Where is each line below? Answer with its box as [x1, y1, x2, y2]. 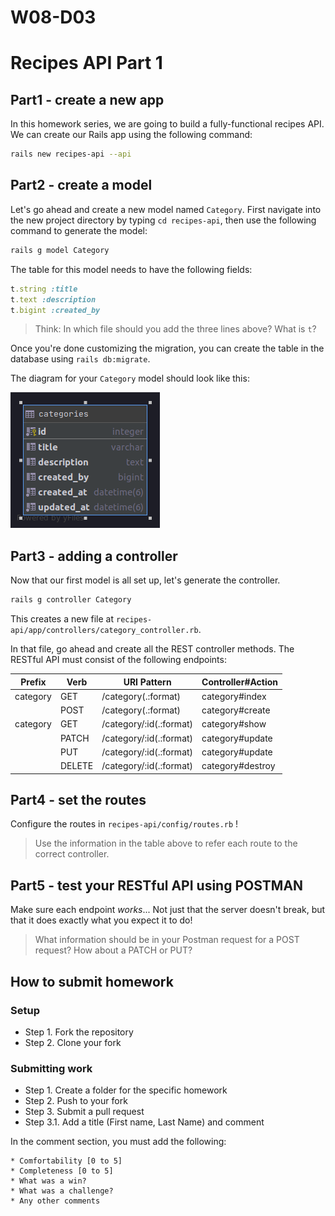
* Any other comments [10, 1196, 101, 1206]
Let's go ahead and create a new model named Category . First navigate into [10, 203, 322, 215]
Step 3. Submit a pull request [24, 1106, 145, 1118]
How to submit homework [10, 973, 174, 990]
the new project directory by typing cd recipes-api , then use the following [10, 214, 317, 226]
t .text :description [10, 294, 97, 305]
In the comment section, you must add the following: [10, 1136, 227, 1148]
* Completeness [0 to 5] [10, 1166, 114, 1176]
